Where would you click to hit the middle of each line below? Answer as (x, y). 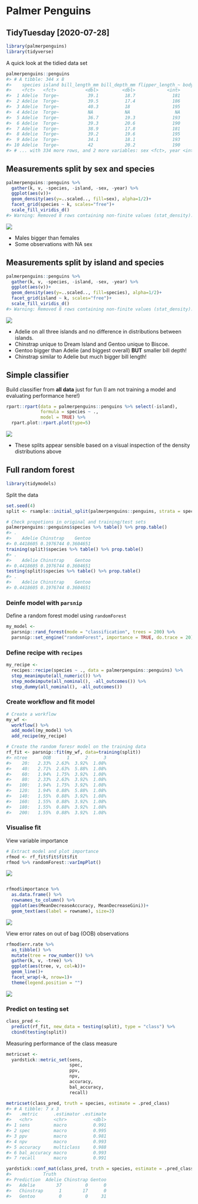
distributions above (38, 451)
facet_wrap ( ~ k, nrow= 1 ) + (42, 977)
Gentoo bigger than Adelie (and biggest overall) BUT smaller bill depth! (100, 350)
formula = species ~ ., (70, 412)
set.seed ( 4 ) (21, 506)
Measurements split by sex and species (80, 169)
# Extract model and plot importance (52, 851)
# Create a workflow (32, 714)
